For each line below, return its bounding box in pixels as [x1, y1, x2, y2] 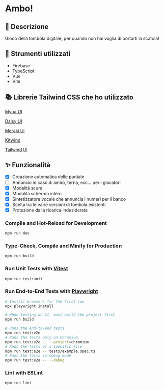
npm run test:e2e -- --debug [5, 358, 65, 363]
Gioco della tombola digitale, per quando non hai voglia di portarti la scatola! [5, 35, 160, 41]
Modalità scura [12, 185, 43, 191]
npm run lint [5, 381, 32, 386]
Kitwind [5, 137, 21, 143]
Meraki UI [5, 128, 25, 133]
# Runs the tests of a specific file [5, 344, 82, 349]
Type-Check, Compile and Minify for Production [5, 242, 122, 249]
